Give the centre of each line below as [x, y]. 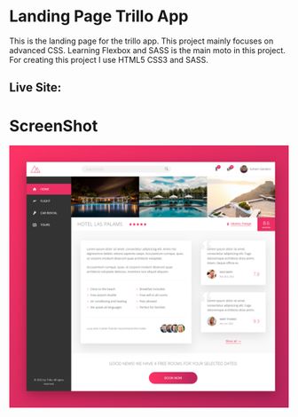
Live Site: [35, 87]
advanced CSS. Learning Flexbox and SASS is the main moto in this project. [148, 50]
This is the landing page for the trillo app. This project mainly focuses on [141, 41]
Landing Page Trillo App [99, 16]
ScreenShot [54, 126]
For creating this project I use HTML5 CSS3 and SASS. [109, 59]
